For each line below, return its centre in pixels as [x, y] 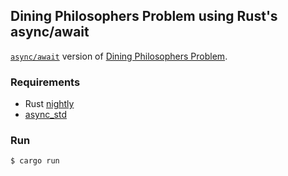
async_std [45, 115]
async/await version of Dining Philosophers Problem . [119, 56]
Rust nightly [49, 104]
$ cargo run [35, 161]
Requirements [45, 82]
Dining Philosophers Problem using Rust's [144, 16]
